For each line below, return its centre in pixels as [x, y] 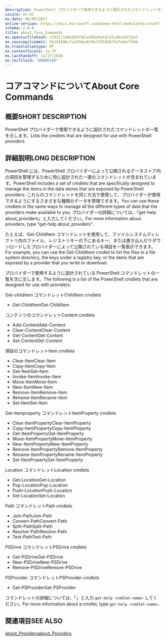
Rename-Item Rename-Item [40, 398]
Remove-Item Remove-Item [40, 393]
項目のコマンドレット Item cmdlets [40, 351]
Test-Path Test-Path [32, 537]
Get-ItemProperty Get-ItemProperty [48, 434]
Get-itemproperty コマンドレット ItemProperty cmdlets [61, 413]
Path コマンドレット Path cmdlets [39, 506]
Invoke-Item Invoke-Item [37, 377]
